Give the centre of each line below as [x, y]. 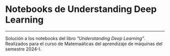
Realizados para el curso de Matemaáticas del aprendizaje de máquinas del [84, 43]
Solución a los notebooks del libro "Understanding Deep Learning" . [75, 38]
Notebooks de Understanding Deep [81, 9]
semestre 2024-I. [24, 49]
